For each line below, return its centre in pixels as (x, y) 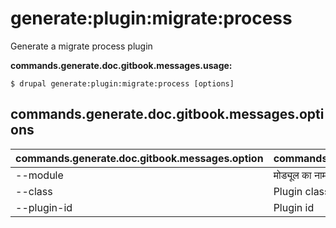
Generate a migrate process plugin (81, 46)
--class (34, 191)
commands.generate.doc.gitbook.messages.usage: (121, 65)
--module (39, 175)
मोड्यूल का (292, 175)
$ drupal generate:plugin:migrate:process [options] (122, 83)
